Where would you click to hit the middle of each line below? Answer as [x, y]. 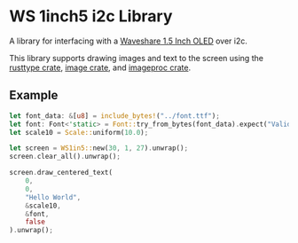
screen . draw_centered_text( [61, 173]
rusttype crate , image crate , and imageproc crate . [100, 67]
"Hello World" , [53, 197]
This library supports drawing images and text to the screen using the [137, 58]
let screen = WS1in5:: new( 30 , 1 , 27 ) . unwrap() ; [99, 148]
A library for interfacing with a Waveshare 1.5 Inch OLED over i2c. [129, 41]
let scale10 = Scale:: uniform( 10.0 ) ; [79, 132]
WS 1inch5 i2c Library [91, 16]
